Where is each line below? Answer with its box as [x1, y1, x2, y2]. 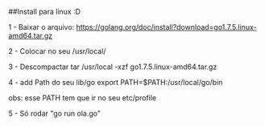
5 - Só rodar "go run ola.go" [8, 108, 101, 118]
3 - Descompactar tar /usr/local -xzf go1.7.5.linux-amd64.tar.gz [8, 62, 217, 71]
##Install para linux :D [8, 7, 81, 16]
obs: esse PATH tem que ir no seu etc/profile [8, 93, 157, 103]
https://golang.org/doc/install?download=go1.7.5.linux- [76, 22, 257, 31]
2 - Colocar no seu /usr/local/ [8, 47, 106, 55]
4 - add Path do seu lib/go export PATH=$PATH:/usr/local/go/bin [8, 78, 223, 87]
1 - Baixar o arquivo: [8, 22, 75, 31]
